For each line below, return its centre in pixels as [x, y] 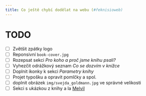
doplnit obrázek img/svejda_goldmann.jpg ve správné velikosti [77, 82]
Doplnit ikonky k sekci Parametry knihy [53, 71]
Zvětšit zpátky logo [33, 49]
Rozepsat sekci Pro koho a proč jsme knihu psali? [64, 60]
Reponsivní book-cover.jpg [41, 54]
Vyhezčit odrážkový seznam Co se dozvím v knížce [66, 65]
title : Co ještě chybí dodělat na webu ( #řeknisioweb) [64, 10]
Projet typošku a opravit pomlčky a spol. [55, 77]
